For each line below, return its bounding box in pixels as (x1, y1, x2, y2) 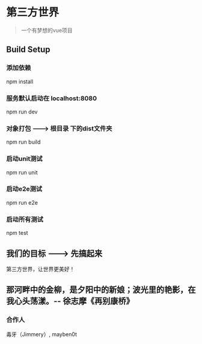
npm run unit (6, 168, 38, 176)
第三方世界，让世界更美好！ (6, 265, 75, 272)
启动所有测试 (6, 215, 44, 223)
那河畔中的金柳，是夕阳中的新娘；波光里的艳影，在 (6, 285, 196, 295)
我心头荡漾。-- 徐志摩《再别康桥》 (6, 296, 134, 307)
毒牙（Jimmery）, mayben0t (6, 330, 77, 338)
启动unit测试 (6, 154, 43, 163)
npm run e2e (6, 199, 38, 206)
